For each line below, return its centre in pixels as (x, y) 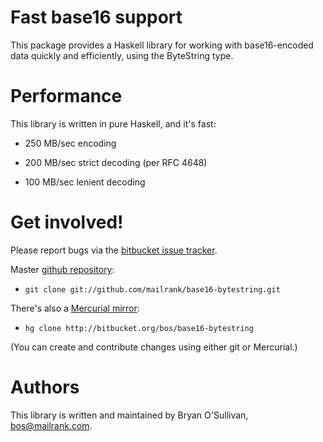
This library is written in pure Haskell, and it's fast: (113, 123)
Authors (45, 387)
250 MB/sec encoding (70, 143)
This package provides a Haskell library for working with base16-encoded (162, 45)
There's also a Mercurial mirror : (75, 308)
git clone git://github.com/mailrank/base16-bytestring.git (152, 289)
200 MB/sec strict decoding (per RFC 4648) (116, 162)
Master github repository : (62, 269)
